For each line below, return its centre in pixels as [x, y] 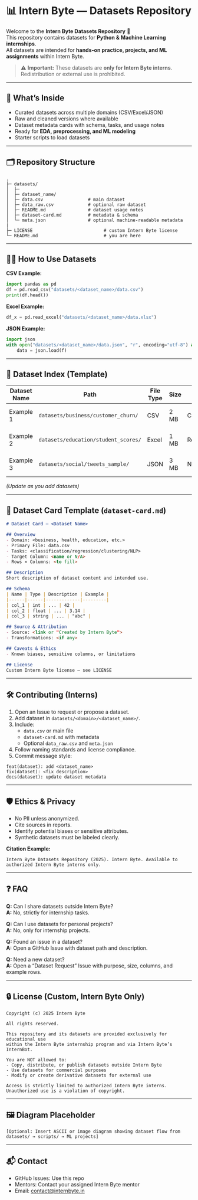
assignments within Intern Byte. [45, 56]
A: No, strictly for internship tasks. [48, 913]
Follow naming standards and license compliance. [75, 750]
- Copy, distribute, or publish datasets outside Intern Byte [84, 1065]
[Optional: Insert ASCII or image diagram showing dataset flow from [93, 1132]
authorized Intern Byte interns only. [54, 865]
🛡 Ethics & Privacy [41, 801]
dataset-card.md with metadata [61, 737]
